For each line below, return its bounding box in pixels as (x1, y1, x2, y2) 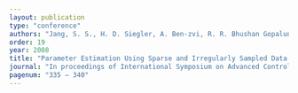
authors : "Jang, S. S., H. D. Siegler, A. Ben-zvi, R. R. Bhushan (9, 29, 260, 38)
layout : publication (9, 12, 86, 22)
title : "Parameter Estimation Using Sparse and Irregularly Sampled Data (9, 54, 288, 63)
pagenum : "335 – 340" (9, 71, 90, 80)
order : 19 (9, 37, 46, 47)
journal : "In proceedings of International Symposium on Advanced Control (9, 63, 292, 72)
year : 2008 (9, 46, 50, 55)
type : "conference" (9, 21, 82, 30)
